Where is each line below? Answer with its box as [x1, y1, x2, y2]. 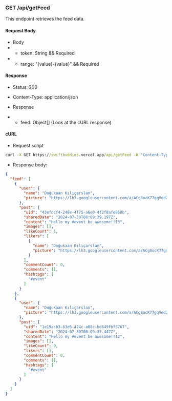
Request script [12, 142, 44, 148]
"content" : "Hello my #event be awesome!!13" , [24, 219, 125, 224]
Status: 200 [12, 84, 37, 90]
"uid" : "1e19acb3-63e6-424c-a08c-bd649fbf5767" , [24, 324, 130, 330]
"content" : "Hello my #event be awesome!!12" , [24, 334, 125, 339]
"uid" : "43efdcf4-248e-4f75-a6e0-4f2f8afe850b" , [24, 209, 130, 215]
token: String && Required [20, 50, 75, 56]
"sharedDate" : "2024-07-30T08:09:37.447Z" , [24, 329, 118, 334]
